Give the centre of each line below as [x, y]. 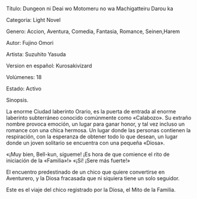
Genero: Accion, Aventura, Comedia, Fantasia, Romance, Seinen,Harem [93, 31]
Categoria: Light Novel [33, 20]
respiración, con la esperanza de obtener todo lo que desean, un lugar [92, 136]
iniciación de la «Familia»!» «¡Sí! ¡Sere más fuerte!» [68, 161]
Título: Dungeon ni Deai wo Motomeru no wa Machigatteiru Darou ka [90, 9]
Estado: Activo [24, 89]
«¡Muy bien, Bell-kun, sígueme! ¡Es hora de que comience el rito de [88, 154]
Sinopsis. [17, 100]
